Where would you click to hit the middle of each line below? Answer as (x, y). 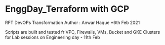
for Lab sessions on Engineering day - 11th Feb (53, 37)
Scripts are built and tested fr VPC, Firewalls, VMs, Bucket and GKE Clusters (83, 32)
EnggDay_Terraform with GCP (67, 9)
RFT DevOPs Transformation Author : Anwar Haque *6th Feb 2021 (73, 22)
